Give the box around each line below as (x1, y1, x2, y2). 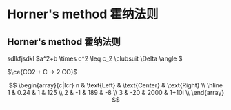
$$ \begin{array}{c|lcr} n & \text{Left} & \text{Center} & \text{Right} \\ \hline (8, 81, 223, 89)
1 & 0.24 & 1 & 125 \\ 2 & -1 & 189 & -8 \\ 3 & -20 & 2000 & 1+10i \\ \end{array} (7, 89, 225, 96)
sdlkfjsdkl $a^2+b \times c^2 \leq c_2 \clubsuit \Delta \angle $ (7, 54, 183, 63)
